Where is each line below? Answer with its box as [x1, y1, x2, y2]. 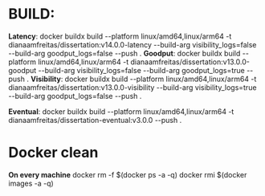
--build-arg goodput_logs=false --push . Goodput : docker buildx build [8, 48, 241, 58]
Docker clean [8, 144, 99, 161]
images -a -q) [8, 178, 54, 188]
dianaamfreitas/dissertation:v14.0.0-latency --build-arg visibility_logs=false [8, 39, 257, 49]
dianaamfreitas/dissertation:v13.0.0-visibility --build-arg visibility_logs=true [8, 82, 257, 92]
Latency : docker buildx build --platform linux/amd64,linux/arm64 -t [8, 31, 232, 41]
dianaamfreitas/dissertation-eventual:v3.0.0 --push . [8, 115, 182, 125]
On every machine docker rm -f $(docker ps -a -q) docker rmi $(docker [8, 169, 247, 179]
